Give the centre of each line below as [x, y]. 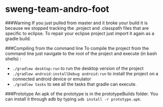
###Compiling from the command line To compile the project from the [77, 48]
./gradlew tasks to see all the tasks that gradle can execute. [75, 84]
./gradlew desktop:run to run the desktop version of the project [78, 68]
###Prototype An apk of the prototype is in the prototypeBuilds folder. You [82, 94]
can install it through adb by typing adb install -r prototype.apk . [73, 99]
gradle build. [18, 39]
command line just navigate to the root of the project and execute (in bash [81, 53]
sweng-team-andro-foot [57, 9]
